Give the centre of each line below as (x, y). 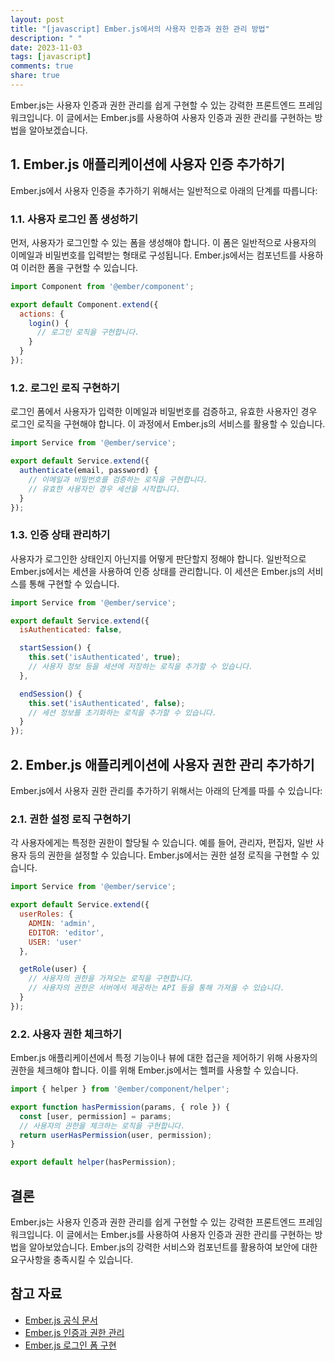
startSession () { (55, 648)
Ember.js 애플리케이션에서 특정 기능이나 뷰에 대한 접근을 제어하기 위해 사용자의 (164, 1058)
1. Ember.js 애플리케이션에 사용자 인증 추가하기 (147, 164)
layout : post (37, 19)
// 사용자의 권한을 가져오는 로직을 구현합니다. (111, 979)
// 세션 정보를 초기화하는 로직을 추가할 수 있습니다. (122, 712)
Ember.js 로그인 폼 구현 (70, 1345)
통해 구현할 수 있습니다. (74, 583)
